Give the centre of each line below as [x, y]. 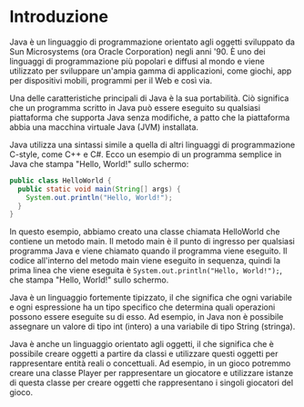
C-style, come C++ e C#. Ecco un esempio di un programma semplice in [146, 154]
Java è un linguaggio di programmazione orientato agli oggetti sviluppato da [152, 42]
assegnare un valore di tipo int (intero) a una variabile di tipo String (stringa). [152, 327]
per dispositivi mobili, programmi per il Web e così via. [111, 80]
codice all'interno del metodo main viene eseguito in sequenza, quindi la [145, 261]
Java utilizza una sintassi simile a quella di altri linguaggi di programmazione [152, 144]
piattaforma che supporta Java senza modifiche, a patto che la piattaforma [150, 117]
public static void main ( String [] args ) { [99, 189]
